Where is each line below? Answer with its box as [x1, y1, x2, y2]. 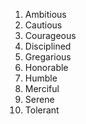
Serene [24, 94, 55, 105]
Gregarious [24, 51, 72, 63]
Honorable [24, 62, 69, 73]
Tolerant [24, 104, 60, 116]
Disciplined [24, 40, 72, 52]
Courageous [24, 30, 77, 41]
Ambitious [24, 9, 67, 20]
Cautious [24, 19, 63, 31]
